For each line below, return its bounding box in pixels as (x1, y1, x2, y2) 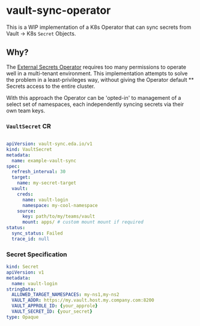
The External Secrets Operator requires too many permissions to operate (6, 63, 186, 70)
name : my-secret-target (17, 180, 77, 186)
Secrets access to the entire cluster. (6, 82, 95, 90)
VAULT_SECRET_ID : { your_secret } (11, 309, 93, 315)
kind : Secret (6, 264, 39, 270)
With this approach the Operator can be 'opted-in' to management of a (6, 94, 181, 101)
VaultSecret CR (6, 121, 51, 130)
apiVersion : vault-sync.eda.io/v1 (6, 141, 93, 147)
